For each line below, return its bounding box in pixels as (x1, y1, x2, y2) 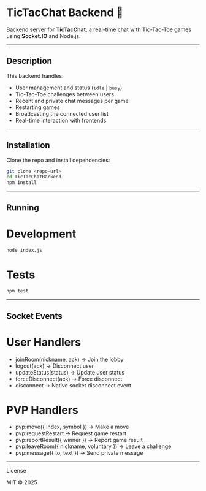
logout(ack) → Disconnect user (15, 362, 94, 370)
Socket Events (6, 311, 63, 321)
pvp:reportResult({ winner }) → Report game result (15, 436, 143, 444)
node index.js (6, 247, 43, 253)
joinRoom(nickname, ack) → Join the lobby (15, 356, 124, 363)
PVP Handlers (6, 403, 78, 417)
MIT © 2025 (6, 479, 38, 486)
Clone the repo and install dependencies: (6, 156, 110, 164)
